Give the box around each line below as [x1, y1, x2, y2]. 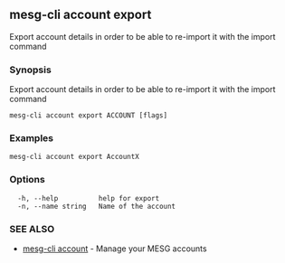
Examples [9, 132, 54, 145]
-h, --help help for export [17, 193, 160, 202]
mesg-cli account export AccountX [9, 153, 140, 162]
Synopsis [9, 63, 52, 76]
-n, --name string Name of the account [17, 202, 176, 211]
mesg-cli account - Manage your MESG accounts [22, 243, 207, 254]
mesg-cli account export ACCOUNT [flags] [9, 111, 168, 120]
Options [9, 174, 45, 186]
